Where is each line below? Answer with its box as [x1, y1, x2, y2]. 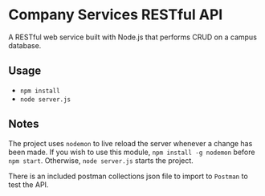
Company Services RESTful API [8, 6, 223, 24]
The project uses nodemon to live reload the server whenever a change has [8, 138, 253, 148]
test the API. [8, 179, 49, 190]
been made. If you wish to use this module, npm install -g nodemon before [8, 147, 255, 157]
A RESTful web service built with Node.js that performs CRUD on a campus [8, 32, 257, 42]
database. [8, 40, 42, 50]
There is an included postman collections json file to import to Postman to [8, 171, 249, 181]
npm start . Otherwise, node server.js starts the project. [8, 155, 194, 165]
